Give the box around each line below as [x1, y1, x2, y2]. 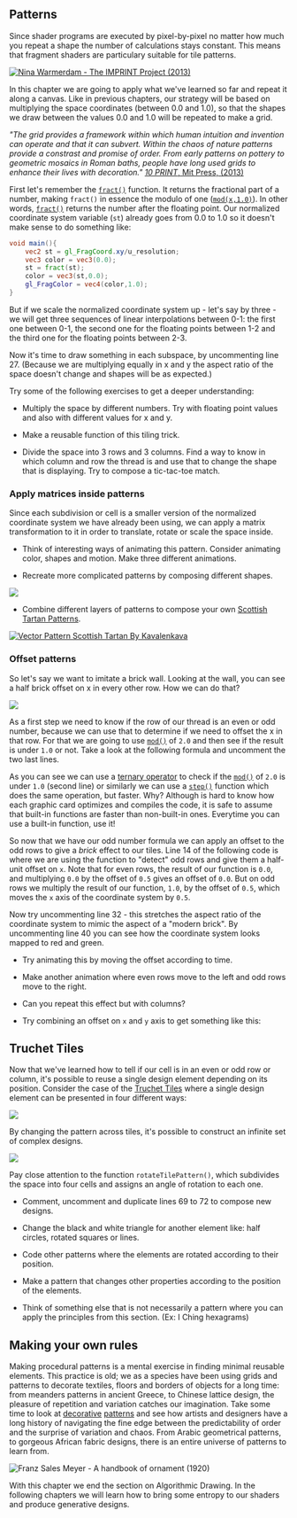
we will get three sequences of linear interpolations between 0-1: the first [9, 314, 276, 324]
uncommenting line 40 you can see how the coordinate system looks [9, 928, 261, 938]
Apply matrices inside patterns [9, 487, 145, 500]
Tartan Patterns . [21, 613, 81, 624]
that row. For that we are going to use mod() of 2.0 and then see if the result [9, 735, 285, 745]
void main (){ [9, 238, 57, 247]
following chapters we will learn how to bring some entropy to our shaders [9, 1490, 280, 1500]
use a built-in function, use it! [9, 818, 116, 829]
